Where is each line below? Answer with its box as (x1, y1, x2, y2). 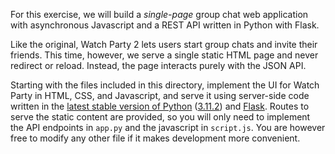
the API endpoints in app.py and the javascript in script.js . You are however (10, 122, 326, 133)
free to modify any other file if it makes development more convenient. (10, 132, 301, 144)
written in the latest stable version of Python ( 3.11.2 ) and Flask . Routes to (10, 100, 310, 112)
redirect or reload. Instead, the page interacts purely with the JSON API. (10, 60, 307, 71)
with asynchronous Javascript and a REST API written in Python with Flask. (10, 19, 320, 31)
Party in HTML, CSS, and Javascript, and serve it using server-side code (10, 90, 310, 101)
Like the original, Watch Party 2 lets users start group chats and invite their (10, 39, 318, 50)
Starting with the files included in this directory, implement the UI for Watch (10, 79, 320, 91)
